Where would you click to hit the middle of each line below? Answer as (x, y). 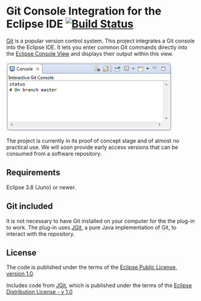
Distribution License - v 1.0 (40, 292)
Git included (30, 206)
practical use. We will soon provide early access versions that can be (92, 147)
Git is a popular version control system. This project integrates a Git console (101, 41)
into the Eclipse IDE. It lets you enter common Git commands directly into (97, 47)
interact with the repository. (41, 234)
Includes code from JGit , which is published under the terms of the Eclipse (99, 285)
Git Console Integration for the (84, 11)
